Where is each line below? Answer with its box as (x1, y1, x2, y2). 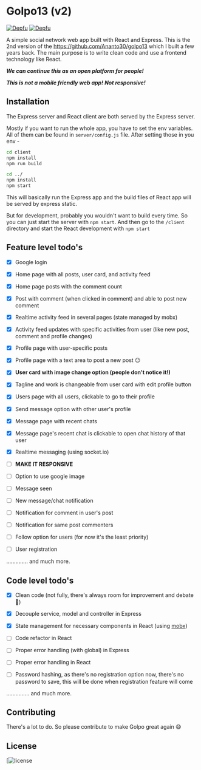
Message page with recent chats (15, 417, 97, 424)
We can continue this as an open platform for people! (6, 67, 144, 74)
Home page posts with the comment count (15, 282, 123, 290)
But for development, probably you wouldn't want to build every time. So (6, 212, 188, 219)
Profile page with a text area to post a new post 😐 (15, 356, 141, 364)
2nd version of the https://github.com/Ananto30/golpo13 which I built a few (6, 43, 194, 50)
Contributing (6, 707, 56, 717)
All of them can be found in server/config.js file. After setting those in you (6, 131, 194, 138)
